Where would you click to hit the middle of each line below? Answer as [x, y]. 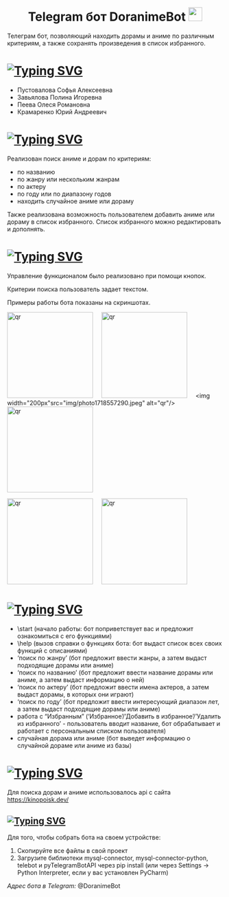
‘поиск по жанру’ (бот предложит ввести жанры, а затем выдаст [112, 658]
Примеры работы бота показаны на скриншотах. [79, 302]
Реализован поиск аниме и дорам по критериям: [79, 159]
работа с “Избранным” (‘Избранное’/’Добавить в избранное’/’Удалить [119, 716]
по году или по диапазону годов [64, 194]
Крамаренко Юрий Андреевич [62, 112]
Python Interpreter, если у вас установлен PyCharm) [93, 873]
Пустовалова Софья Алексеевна [65, 90]
